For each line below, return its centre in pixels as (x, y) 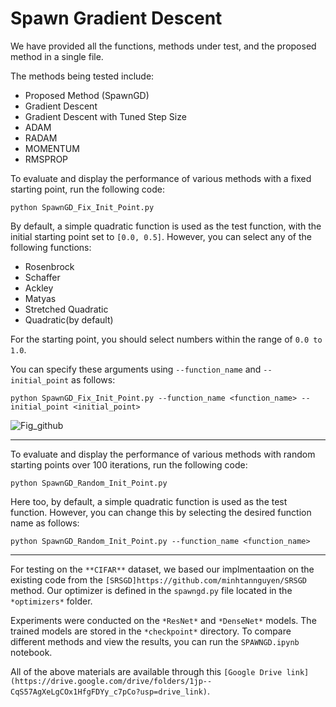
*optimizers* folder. (51, 601)
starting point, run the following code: (87, 189)
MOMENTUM (52, 148)
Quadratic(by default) (69, 319)
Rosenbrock (49, 266)
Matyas (40, 298)
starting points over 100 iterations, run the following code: (129, 464)
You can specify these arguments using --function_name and (136, 369)
